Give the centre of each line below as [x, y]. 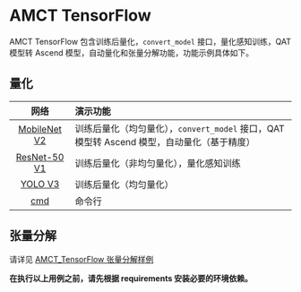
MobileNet [40, 129]
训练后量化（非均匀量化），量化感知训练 [158, 163]
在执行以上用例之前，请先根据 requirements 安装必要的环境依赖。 [131, 278]
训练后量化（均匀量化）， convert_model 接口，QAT [180, 128]
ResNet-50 [40, 157]
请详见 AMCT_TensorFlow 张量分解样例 [82, 259]
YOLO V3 [40, 184]
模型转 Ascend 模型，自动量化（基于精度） [165, 142]
